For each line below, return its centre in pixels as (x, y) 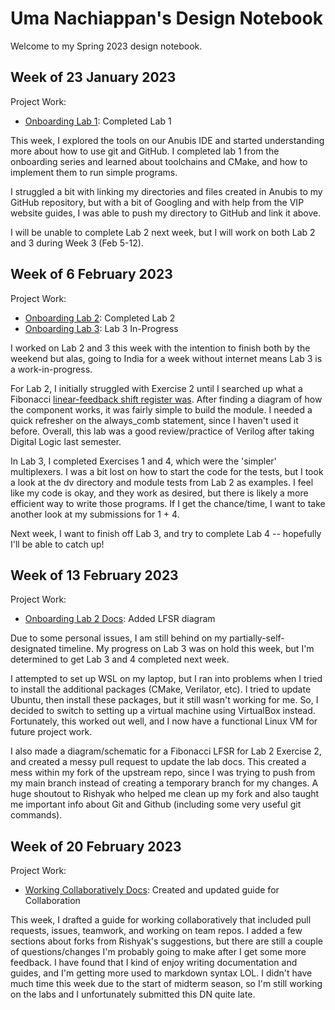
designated (33, 649)
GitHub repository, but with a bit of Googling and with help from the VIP (157, 202)
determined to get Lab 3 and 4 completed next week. (120, 659)
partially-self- (257, 638)
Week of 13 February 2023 (94, 575)
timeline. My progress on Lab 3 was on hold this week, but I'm (186, 649)
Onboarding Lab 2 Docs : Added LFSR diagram (120, 619)
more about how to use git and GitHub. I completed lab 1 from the (145, 151)
